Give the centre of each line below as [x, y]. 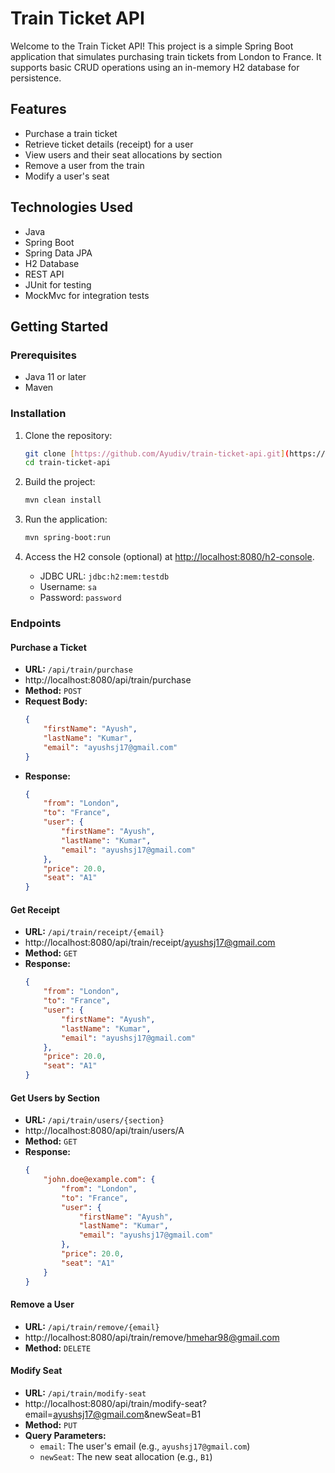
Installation [38, 414]
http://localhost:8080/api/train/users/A [104, 1131]
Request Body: [56, 701]
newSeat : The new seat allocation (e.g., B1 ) [126, 1456]
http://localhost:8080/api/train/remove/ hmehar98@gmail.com [152, 1337]
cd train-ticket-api [67, 463]
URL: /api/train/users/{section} [94, 1120]
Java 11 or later [55, 377]
